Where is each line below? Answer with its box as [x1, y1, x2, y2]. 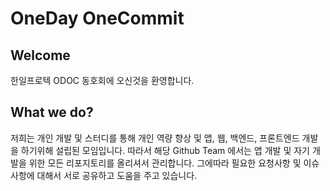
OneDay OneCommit [10, 7, 185, 30]
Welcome [10, 47, 71, 64]
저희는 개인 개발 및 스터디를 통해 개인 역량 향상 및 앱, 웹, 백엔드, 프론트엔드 [10, 132, 300, 144]
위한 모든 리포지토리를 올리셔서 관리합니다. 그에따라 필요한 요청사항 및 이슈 [28, 157, 320, 169]
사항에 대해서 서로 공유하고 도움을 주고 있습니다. [10, 169, 198, 181]
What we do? [10, 104, 94, 121]
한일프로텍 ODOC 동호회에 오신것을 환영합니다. [10, 75, 195, 86]
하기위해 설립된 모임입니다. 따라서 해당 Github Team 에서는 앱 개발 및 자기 [20, 144, 310, 156]
